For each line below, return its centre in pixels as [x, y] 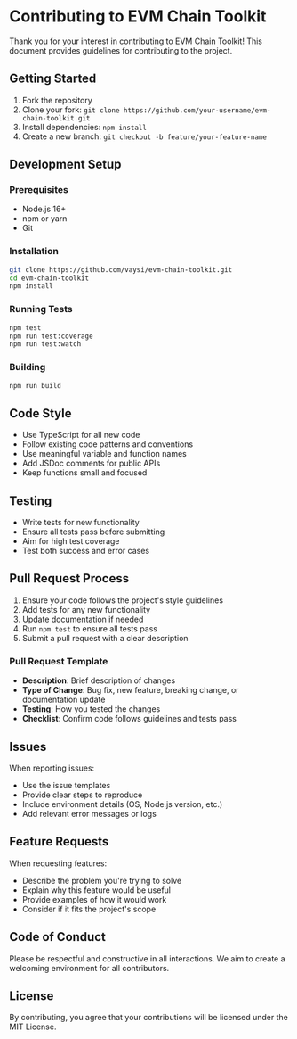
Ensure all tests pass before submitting [93, 532]
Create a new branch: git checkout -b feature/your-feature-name [144, 136]
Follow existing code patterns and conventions [108, 444]
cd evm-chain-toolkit [49, 278]
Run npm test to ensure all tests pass [90, 628]
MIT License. [33, 1027]
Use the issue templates [66, 785]
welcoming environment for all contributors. [89, 968]
